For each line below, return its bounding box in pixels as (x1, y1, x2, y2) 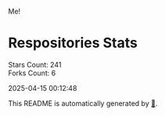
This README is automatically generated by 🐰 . (8, 98, 158, 108)
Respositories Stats (8, 34, 138, 52)
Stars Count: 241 (8, 60, 62, 69)
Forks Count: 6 (8, 68, 56, 78)
